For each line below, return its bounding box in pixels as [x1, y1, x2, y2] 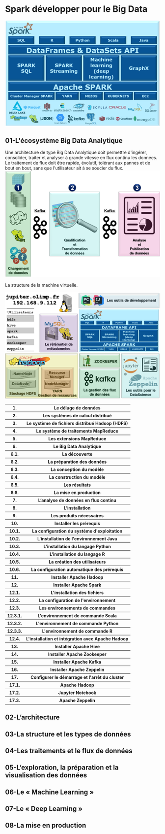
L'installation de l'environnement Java [37, 536, 117, 542]
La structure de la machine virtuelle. [5, 282, 78, 288]
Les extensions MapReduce [48, 436, 107, 442]
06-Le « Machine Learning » [5, 788, 94, 796]
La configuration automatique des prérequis [31, 567, 124, 572]
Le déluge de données [54, 405, 101, 411]
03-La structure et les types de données [5, 730, 131, 738]
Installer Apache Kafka [53, 659, 102, 665]
